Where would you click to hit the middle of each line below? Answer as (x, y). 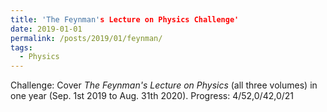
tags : (21, 47)
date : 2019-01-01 (46, 29)
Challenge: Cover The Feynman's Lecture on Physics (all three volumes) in (164, 85)
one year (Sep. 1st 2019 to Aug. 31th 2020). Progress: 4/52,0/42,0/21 (152, 96)
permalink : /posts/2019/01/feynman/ (86, 38)
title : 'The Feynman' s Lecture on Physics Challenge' (125, 19)
